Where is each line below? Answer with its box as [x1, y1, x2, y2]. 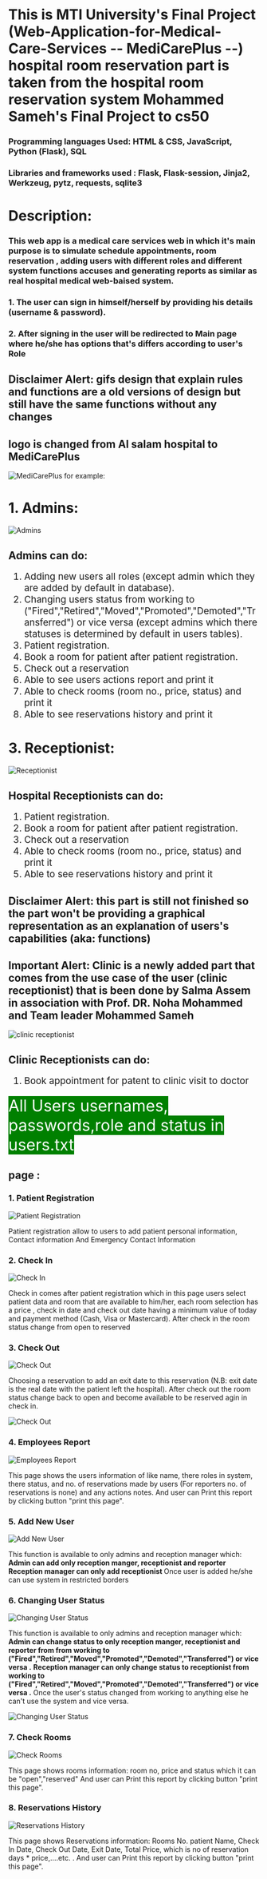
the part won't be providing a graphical [8, 907, 206, 920]
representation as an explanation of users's [8, 919, 230, 932]
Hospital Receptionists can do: [8, 789, 164, 802]
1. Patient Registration [8, 1193, 95, 1204]
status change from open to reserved [8, 1322, 131, 1332]
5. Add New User [8, 1516, 75, 1527]
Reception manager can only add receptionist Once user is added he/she [8, 1566, 253, 1575]
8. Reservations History [8, 1802, 102, 1813]
